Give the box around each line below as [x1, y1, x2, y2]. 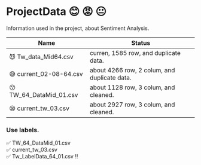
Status [131, 38, 151, 47]
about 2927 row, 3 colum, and [89, 100, 175, 109]
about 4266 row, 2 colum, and [89, 66, 175, 74]
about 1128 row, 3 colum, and [89, 83, 175, 91]
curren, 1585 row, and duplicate [89, 48, 181, 57]
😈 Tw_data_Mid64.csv [9, 53, 74, 61]
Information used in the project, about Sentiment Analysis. [6, 25, 150, 32]
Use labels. [6, 126, 39, 134]
